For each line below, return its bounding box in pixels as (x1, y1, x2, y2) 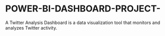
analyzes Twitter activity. (5, 24, 57, 30)
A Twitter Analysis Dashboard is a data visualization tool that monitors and (5, 19, 160, 25)
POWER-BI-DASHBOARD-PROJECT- (5, 3, 161, 14)
